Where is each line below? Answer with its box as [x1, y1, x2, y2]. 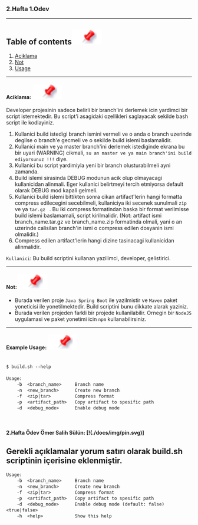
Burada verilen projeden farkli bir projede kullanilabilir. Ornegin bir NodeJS [14, 309, 192, 316]
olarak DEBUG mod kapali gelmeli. [14, 187, 98, 194]
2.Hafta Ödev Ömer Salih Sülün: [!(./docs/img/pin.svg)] [6, 429, 144, 437]
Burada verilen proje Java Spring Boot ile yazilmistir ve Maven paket [14, 297, 178, 304]
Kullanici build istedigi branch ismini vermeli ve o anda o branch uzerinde [14, 130, 192, 137]
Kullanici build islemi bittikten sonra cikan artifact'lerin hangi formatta [14, 193, 183, 201]
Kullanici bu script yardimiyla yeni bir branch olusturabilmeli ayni [14, 162, 171, 169]
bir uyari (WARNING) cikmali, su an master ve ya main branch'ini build [14, 149, 192, 156]
